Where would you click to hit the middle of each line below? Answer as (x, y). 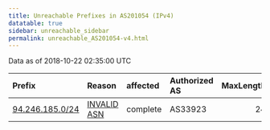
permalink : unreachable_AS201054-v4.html (79, 38)
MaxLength (244, 86)
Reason (102, 86)
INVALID (103, 104)
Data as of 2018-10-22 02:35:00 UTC (70, 61)
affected (143, 86)
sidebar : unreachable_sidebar (59, 30)
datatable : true (35, 23)
